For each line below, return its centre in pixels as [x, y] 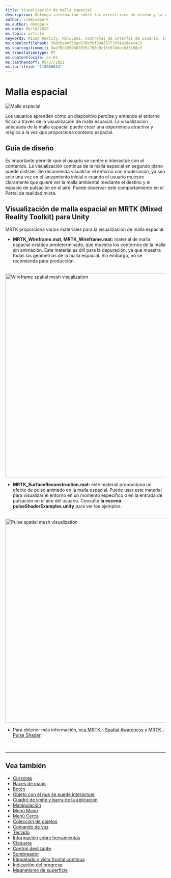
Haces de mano [29, 783]
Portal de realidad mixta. [31, 193]
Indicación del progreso [37, 865]
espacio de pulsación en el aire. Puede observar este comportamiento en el [84, 188]
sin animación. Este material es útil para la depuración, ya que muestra [87, 250]
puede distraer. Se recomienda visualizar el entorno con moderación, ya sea [85, 171]
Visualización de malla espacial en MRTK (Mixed [84, 209]
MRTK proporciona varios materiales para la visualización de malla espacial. [85, 229]
